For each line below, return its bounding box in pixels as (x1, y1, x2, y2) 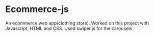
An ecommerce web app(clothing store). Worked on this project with (5, 20, 149, 26)
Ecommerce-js (5, 3, 69, 15)
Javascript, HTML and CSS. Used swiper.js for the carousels (5, 25, 133, 31)
